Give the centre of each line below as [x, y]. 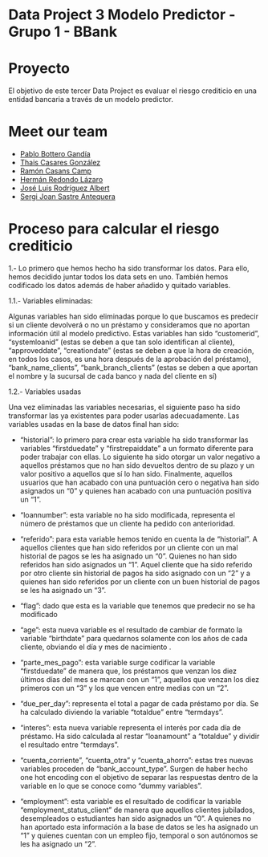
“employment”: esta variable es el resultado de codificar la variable [131, 801]
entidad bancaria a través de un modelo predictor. [91, 100]
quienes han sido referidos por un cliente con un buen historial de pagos [140, 582]
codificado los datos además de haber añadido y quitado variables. [120, 285]
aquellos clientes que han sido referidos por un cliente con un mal [129, 548]
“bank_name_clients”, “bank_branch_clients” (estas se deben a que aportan [133, 368]
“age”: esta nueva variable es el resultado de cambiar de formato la [131, 630]
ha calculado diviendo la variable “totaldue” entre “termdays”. [122, 712]
